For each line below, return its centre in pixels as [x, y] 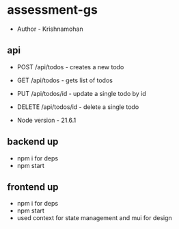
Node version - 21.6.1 [46, 120]
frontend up [33, 187]
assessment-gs [52, 10]
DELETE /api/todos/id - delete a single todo [78, 107]
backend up [33, 142]
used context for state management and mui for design [94, 218]
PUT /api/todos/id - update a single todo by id [82, 93]
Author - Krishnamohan [50, 29]
